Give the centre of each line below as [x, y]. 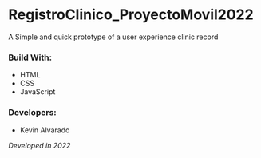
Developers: [33, 113]
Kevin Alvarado [45, 130]
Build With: [30, 57]
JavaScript [38, 92]
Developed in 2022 [40, 145]
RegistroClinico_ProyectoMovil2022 [131, 15]
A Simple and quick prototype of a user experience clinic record [113, 37]
